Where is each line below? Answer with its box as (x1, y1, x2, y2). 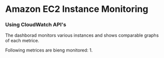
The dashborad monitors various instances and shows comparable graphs (5, 32, 159, 38)
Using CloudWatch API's (5, 21, 67, 28)
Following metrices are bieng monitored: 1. (5, 47, 93, 53)
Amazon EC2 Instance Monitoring (5, 3, 148, 15)
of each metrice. (5, 38, 39, 44)
